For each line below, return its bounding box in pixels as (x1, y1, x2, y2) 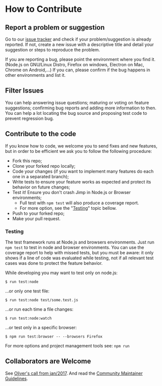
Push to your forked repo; (12, 210, 65, 216)
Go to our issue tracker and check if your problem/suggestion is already (5, 36, 152, 42)
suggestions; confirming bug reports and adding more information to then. (5, 105, 157, 111)
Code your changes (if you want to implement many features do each (12, 168, 154, 174)
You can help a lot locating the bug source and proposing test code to (5, 110, 147, 116)
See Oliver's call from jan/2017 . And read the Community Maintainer (5, 370, 143, 376)
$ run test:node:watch (5, 316, 52, 321)
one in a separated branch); (12, 173, 69, 179)
